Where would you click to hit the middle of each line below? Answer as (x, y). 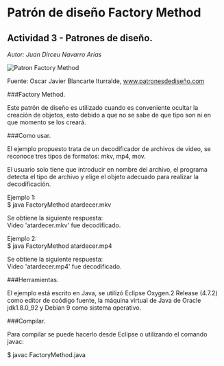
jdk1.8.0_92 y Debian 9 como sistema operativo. (74, 308)
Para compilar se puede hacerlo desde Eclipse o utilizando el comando (107, 334)
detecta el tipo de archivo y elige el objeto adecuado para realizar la (103, 177)
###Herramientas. (33, 280)
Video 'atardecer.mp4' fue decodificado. (64, 266)
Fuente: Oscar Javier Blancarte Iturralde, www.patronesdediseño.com (106, 81)
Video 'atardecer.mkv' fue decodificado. (64, 225)
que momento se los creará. (47, 122)
